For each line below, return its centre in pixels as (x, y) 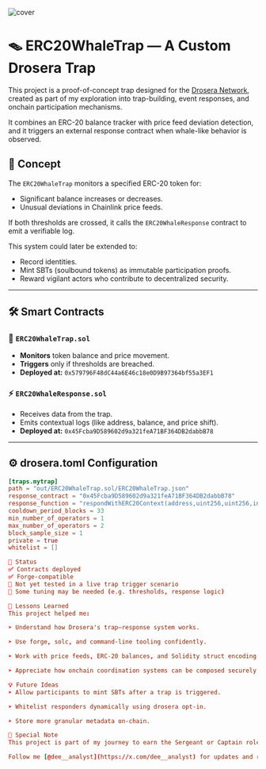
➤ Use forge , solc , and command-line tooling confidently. (108, 642)
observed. (25, 139)
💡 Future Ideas (34, 685)
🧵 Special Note (33, 735)
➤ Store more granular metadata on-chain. (79, 721)
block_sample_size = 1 (46, 533)
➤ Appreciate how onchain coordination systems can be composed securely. (134, 671)
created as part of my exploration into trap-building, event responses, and (129, 98)
